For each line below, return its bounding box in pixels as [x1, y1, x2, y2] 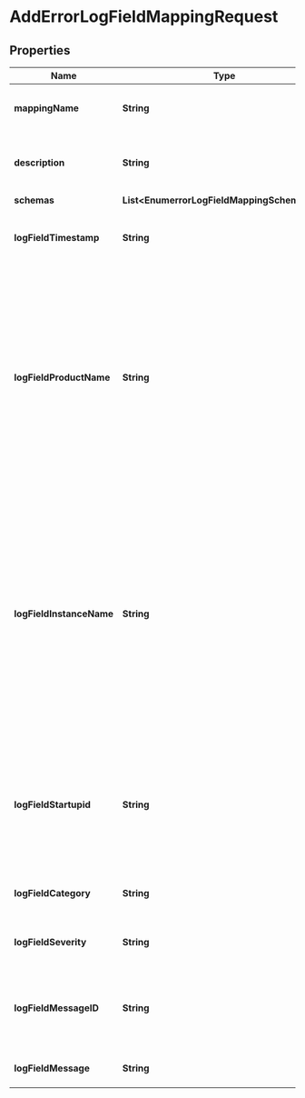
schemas [14, 194, 54, 206]
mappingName [14, 102, 80, 115]
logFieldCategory [14, 887, 91, 899]
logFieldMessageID [14, 1002, 100, 1014]
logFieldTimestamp [14, 232, 100, 244]
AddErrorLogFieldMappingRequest [9, 6, 279, 27]
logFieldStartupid [14, 798, 91, 811]
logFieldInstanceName [14, 607, 114, 620]
